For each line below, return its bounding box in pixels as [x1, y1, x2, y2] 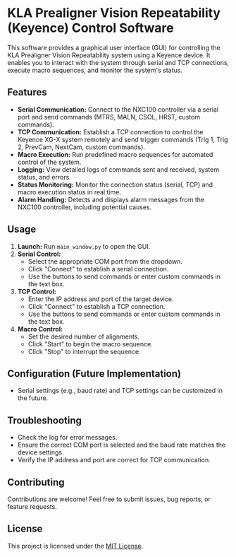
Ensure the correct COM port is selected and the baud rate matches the [17, 440, 226, 450]
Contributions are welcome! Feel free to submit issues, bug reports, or [7, 495, 211, 503]
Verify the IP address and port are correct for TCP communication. [17, 456, 211, 464]
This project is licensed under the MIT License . [7, 541, 144, 550]
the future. [17, 394, 49, 402]
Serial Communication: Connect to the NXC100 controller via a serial [17, 105, 219, 114]
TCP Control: [17, 287, 56, 295]
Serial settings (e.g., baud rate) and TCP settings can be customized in [17, 387, 223, 395]
